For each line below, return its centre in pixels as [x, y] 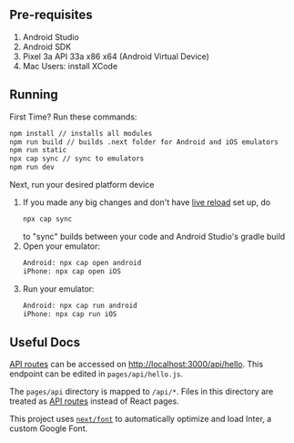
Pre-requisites [51, 15]
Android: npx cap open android [82, 263]
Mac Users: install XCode [70, 66]
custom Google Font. [49, 428]
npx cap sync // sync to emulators [77, 159]
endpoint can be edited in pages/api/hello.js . [96, 374]
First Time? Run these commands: [73, 117]
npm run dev [32, 168]
